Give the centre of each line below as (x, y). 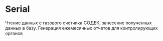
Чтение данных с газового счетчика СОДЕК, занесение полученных (78, 23)
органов (14, 33)
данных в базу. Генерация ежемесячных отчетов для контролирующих (81, 28)
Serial (18, 9)
